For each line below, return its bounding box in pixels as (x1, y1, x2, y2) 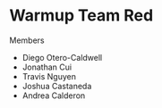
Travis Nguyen (21, 71, 76, 81)
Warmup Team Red (9, 5, 154, 26)
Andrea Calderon (21, 90, 86, 101)
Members (9, 35, 45, 46)
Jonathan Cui (21, 62, 72, 72)
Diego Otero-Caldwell (21, 52, 103, 62)
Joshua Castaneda (21, 80, 92, 91)
